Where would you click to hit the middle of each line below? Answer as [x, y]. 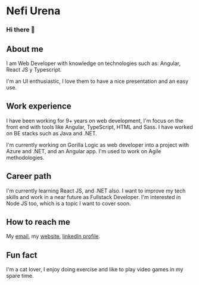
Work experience [39, 106]
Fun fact [22, 255]
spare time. [20, 276]
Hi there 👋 [21, 30]
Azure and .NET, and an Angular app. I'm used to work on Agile [84, 151]
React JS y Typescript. [34, 69]
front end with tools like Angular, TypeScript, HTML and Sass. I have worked [99, 127]
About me [25, 49]
